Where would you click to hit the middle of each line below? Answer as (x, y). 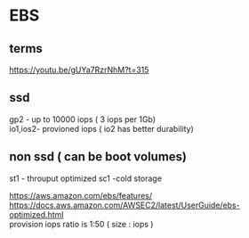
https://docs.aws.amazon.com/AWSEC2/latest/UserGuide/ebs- (124, 205)
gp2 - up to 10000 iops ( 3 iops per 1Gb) (83, 119)
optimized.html (36, 214)
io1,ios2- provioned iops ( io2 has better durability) (101, 128)
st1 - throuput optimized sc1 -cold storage (86, 178)
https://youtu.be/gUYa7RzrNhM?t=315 (79, 70)
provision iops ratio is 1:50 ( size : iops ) (81, 224)
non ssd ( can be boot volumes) (98, 157)
